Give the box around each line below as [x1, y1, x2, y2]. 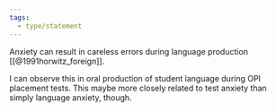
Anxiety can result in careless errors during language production [9, 46, 249, 56]
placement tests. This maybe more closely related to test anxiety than [9, 82, 267, 93]
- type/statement [17, 22, 83, 30]
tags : [9, 13, 30, 22]
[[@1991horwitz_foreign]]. [9, 56, 105, 66]
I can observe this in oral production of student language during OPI [9, 73, 262, 83]
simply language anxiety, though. [9, 91, 132, 103]
